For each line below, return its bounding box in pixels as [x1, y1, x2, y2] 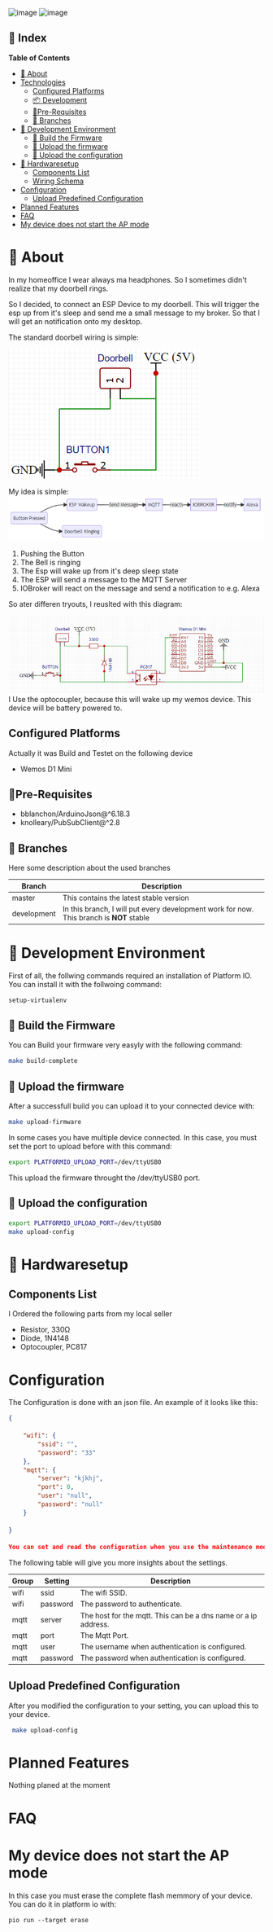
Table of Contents [8, 53, 71, 63]
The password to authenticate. [80, 1599, 183, 1609]
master [11, 893, 36, 903]
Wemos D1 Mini [19, 764, 72, 774]
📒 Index [8, 31, 47, 45]
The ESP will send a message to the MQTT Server [19, 575, 188, 585]
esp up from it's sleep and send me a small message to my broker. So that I [8, 308, 260, 318]
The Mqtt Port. [80, 1630, 129, 1640]
